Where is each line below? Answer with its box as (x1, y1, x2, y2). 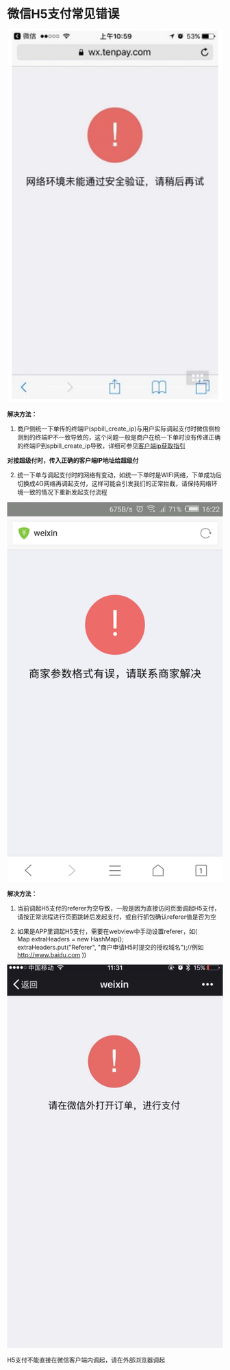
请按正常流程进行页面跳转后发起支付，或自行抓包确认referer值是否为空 (16, 913, 217, 921)
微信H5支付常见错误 (7, 6, 120, 22)
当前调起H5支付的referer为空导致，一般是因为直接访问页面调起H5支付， (16, 904, 220, 913)
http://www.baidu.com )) (16, 951, 87, 959)
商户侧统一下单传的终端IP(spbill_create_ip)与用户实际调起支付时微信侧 (16, 424, 215, 433)
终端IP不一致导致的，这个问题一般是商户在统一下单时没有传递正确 (35, 433, 221, 441)
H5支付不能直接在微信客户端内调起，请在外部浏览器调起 (7, 1356, 166, 1365)
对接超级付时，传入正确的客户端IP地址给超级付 (7, 456, 139, 464)
